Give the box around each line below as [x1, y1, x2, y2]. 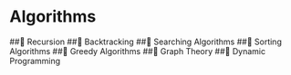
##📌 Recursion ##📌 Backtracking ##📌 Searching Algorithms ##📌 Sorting [9, 36, 283, 47]
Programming [9, 55, 61, 66]
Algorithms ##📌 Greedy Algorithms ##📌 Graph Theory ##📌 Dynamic [9, 45, 266, 56]
